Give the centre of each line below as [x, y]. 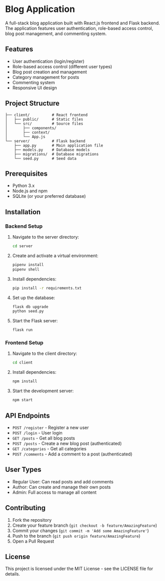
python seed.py [28, 311]
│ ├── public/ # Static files [44, 119]
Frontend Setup [24, 343]
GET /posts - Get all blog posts [44, 438]
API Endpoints [28, 415]
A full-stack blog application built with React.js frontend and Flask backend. [82, 23]
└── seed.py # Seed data [45, 158]
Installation [23, 212]
